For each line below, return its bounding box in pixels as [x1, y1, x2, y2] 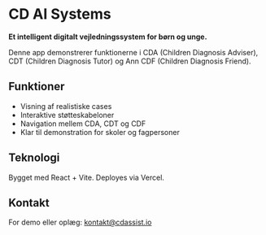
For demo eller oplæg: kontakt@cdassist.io [8, 217, 152, 228]
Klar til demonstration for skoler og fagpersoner [20, 127, 181, 137]
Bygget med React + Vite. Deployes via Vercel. [8, 172, 165, 182]
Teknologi [8, 151, 60, 165]
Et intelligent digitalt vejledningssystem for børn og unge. [8, 32, 207, 41]
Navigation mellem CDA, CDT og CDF [20, 119, 146, 128]
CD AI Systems [8, 5, 111, 24]
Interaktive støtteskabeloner [20, 110, 115, 120]
